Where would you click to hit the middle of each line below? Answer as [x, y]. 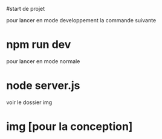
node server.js [43, 86]
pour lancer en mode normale [43, 61]
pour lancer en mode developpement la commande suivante [81, 20]
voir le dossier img [29, 102]
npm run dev [39, 45]
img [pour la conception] [70, 127]
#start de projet [26, 9]
